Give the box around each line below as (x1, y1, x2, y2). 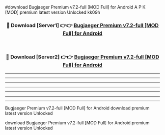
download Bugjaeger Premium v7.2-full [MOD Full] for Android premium (5, 120, 150, 126)
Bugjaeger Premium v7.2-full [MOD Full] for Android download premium (5, 105, 150, 111)
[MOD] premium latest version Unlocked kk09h (5, 9, 101, 15)
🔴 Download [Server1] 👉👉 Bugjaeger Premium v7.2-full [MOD (6, 22, 159, 28)
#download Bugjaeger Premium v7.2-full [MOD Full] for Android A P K (5, 4, 146, 10)
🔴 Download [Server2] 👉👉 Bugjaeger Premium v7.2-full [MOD (5, 54, 160, 60)
